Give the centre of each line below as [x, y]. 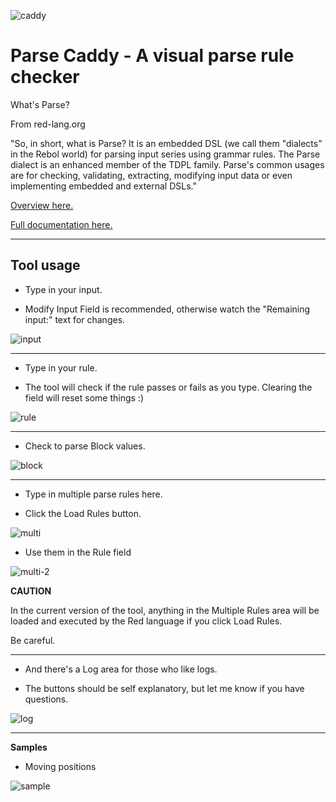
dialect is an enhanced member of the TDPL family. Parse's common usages [167, 164]
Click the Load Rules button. [83, 513]
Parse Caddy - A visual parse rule [152, 56]
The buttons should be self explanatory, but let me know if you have [164, 688]
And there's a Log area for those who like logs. [121, 669]
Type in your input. [63, 289]
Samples [29, 747]
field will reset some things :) [84, 397]
